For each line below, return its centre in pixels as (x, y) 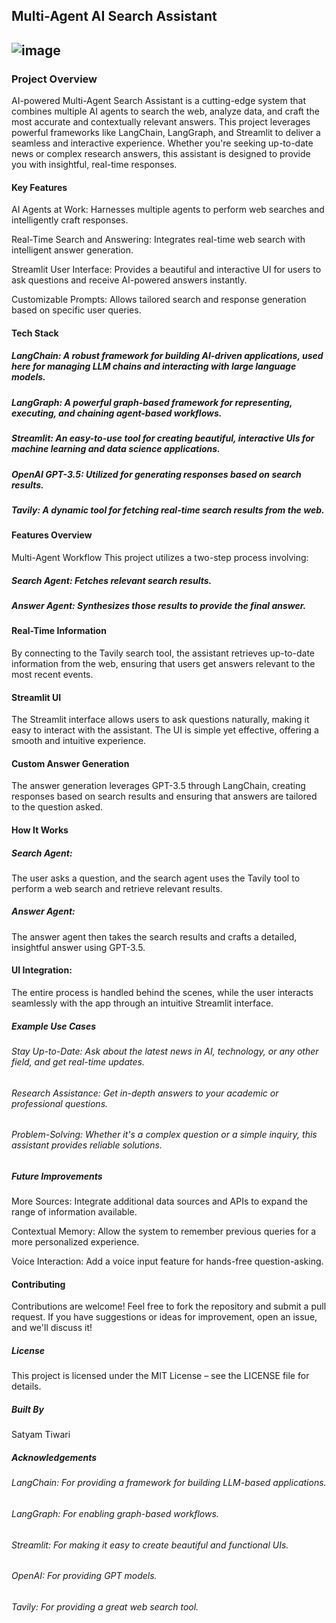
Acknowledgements (54, 1457)
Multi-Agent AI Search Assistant (114, 16)
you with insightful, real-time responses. (94, 165)
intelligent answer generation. (72, 250)
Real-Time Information (59, 631)
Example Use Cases (53, 1026)
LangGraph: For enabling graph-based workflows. (115, 1513)
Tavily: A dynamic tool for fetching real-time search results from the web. (168, 510)
